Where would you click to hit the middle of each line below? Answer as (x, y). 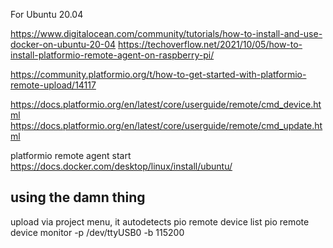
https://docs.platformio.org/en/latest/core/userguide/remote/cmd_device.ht (166, 104)
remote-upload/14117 (53, 85)
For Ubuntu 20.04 (47, 14)
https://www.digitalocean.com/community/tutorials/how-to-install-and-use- (166, 33)
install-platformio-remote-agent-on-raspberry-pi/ (112, 55)
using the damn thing (78, 197)
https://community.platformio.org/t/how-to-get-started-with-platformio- (158, 74)
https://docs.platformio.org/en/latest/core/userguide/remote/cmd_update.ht (166, 125)
